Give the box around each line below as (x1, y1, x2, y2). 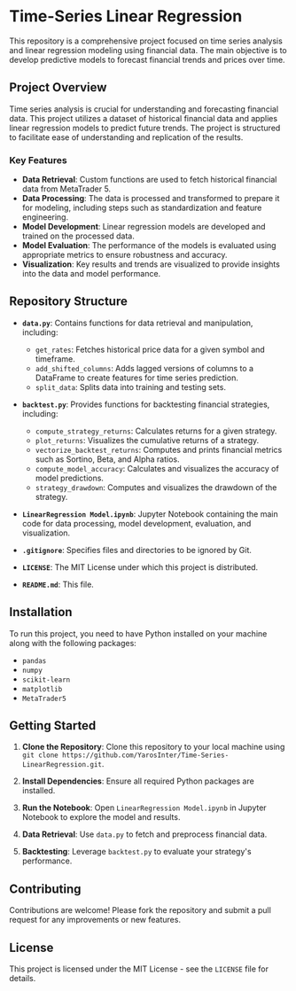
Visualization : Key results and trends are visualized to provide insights (21, 259, 281, 269)
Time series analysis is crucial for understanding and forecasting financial (9, 104, 279, 114)
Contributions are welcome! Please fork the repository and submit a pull (9, 905, 272, 916)
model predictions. (35, 472, 105, 483)
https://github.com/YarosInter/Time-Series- (61, 751, 230, 760)
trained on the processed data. (21, 230, 135, 241)
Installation (9, 605, 73, 620)
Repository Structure (9, 294, 129, 309)
